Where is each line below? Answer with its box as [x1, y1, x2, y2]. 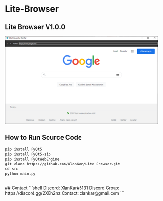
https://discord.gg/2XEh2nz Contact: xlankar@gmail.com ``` [5, 190, 125, 196]
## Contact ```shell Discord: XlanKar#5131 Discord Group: [5, 185, 120, 191]
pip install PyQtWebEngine [5, 157, 60, 162]
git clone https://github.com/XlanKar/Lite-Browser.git [5, 162, 120, 166]
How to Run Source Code [5, 133, 82, 142]
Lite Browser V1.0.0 [5, 23, 65, 31]
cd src [5, 166, 18, 171]
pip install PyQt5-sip [5, 152, 51, 157]
